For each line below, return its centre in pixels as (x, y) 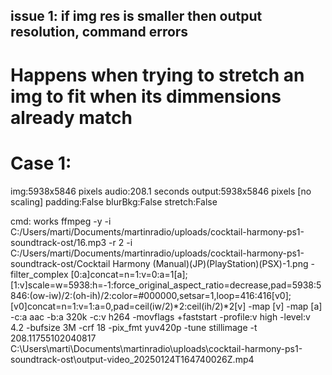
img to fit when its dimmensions (146, 96)
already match (71, 117)
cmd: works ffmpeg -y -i (61, 221)
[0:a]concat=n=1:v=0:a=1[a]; (129, 274)
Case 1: (41, 163)
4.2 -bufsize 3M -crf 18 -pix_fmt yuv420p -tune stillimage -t (134, 327)
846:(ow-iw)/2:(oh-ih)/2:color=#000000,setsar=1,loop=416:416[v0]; (151, 295)
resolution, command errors (99, 32)
